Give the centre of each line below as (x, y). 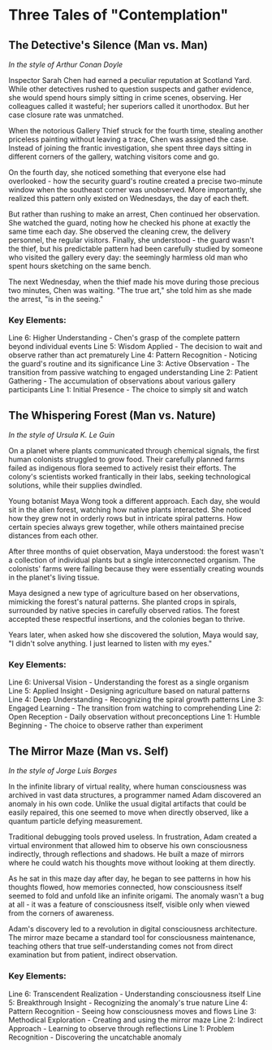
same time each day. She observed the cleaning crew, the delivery (120, 231)
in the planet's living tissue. (54, 577)
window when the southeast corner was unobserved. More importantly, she (135, 190)
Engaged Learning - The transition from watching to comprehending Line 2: (135, 708)
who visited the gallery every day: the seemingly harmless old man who (128, 257)
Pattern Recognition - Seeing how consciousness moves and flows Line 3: (133, 1011)
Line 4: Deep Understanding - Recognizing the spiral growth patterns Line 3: (136, 700)
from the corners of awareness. (61, 913)
